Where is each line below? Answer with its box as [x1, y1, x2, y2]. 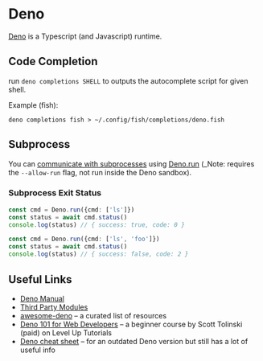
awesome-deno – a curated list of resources [19, 310, 167, 320]
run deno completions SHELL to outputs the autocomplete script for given [8, 76, 249, 85]
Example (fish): [8, 100, 59, 109]
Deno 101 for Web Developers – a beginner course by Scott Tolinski [19, 319, 243, 329]
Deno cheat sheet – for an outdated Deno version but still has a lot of [19, 336, 249, 346]
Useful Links [8, 273, 72, 286]
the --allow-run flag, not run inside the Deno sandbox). [8, 167, 192, 177]
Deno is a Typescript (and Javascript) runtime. [8, 31, 162, 41]
